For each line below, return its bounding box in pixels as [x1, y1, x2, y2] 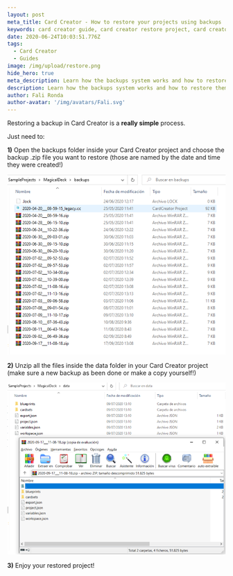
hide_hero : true [7, 69, 54, 76]
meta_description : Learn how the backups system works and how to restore [7, 77, 228, 84]
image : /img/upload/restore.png [7, 62, 101, 69]
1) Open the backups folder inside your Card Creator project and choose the [7, 146, 225, 154]
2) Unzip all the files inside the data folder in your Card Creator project [7, 362, 209, 370]
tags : [7, 40, 23, 48]
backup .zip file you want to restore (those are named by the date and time [7, 153, 221, 162]
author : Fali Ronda [7, 92, 64, 99]
